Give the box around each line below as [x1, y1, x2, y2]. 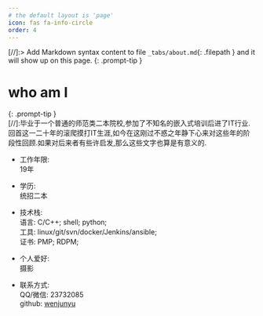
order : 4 [8, 26, 37, 34]
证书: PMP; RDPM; [19, 237, 79, 247]
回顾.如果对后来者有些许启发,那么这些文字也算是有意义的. [21, 138, 207, 147]
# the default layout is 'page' [8, 11, 114, 20]
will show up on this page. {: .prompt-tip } [8, 56, 143, 65]
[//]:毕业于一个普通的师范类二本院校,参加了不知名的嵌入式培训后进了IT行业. [8, 118, 251, 128]
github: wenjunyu [19, 299, 76, 308]
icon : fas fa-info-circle [8, 19, 93, 27]
